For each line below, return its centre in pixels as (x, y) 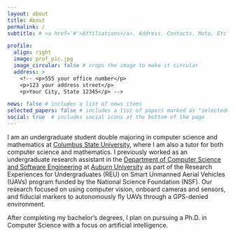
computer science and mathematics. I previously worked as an (98, 152)
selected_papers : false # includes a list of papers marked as (101, 111)
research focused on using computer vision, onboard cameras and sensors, (116, 189)
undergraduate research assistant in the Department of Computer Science (114, 159)
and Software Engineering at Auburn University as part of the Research (110, 167)
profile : (20, 46)
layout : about (28, 14)
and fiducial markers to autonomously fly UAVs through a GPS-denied (108, 196)
